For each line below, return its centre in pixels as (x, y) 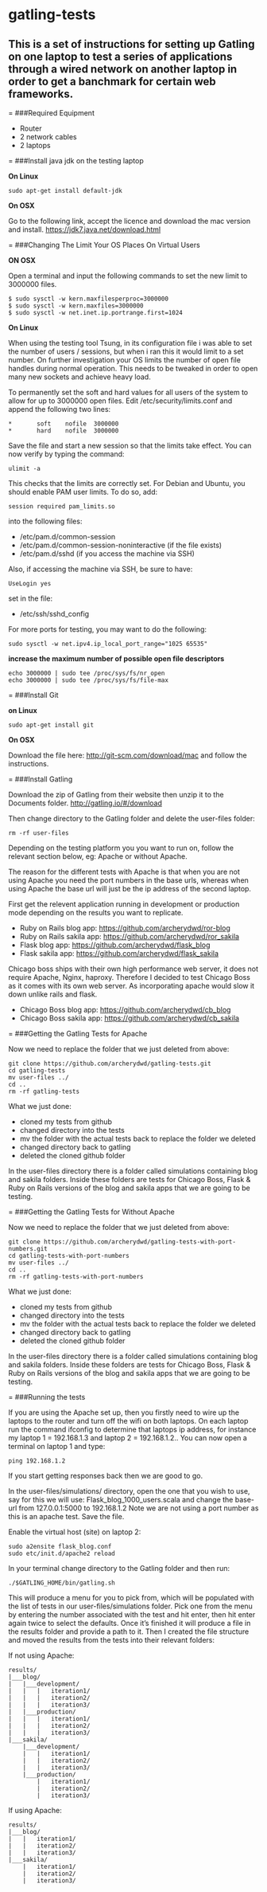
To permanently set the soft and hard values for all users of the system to (128, 392)
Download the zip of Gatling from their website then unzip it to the (116, 795)
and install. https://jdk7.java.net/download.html (85, 229)
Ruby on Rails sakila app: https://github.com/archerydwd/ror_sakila (130, 936)
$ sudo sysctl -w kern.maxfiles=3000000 (76, 306)
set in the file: (31, 598)
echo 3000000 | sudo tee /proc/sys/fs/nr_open (87, 673)
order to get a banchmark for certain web (112, 81)
